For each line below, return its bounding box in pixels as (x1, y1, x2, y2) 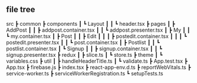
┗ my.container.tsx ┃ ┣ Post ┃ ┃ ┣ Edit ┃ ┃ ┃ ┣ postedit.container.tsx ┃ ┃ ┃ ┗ (6, 32, 187, 40)
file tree (6, 5, 35, 15)
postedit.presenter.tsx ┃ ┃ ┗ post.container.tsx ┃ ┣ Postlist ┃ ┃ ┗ (6, 39, 160, 46)
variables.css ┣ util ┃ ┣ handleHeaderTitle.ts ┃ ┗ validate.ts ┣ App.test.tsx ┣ (6, 57, 188, 64)
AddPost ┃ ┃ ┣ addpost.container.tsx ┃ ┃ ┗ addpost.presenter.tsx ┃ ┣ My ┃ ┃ (6, 26, 191, 33)
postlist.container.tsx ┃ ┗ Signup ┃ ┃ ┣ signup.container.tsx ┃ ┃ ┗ (6, 45, 162, 52)
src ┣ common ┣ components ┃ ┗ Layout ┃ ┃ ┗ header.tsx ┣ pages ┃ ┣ (6, 20, 175, 27)
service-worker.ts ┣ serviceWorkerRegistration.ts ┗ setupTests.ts (6, 70, 163, 77)
